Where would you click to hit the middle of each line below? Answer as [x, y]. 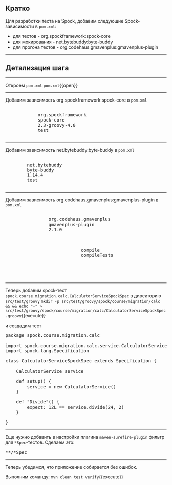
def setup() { [34, 381]
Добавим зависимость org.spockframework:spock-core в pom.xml [76, 100]
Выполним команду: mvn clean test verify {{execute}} [64, 477]
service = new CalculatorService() [71, 386]
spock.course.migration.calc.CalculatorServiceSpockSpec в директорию [83, 296]
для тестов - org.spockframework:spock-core [62, 36]
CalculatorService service [50, 371]
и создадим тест [24, 326]
